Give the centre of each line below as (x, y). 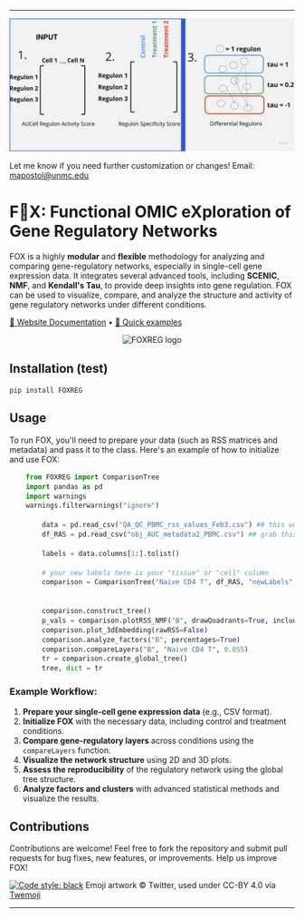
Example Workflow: (53, 692)
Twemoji (25, 895)
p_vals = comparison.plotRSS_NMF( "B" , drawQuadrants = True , (156, 620)
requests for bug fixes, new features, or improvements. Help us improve (143, 858)
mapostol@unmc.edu (49, 176)
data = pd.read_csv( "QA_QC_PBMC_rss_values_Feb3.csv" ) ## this (163, 525)
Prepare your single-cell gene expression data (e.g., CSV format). (147, 711)
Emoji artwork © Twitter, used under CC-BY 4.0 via (180, 885)
